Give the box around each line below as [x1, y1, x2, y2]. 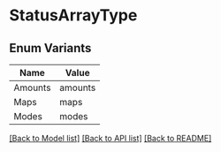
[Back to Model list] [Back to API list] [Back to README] [9, 133, 212, 143]
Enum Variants [9, 41, 92, 56]
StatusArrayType [9, 5, 138, 26]
